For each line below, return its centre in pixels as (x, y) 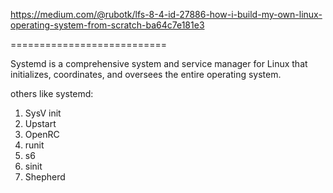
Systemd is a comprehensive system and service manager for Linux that (159, 63)
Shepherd (45, 177)
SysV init (43, 113)
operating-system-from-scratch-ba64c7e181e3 (107, 25)
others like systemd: (52, 93)
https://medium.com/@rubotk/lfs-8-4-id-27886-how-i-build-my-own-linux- (166, 14)
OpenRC (42, 134)
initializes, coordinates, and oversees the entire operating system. (146, 74)
